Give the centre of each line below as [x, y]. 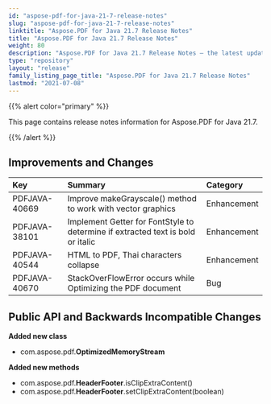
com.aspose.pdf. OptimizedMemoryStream [92, 352]
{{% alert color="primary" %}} [59, 106]
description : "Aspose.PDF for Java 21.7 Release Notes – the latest [126, 53]
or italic [81, 242]
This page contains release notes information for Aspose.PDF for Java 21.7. [133, 122]
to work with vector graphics [121, 208]
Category [225, 185]
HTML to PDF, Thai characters [125, 255]
